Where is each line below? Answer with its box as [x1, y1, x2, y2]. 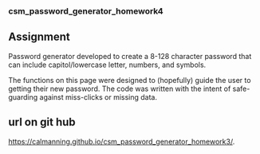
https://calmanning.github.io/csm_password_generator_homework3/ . [8, 136, 235, 146]
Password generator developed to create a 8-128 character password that [8, 51, 252, 61]
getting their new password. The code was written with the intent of [8, 84, 231, 93]
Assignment [8, 30, 70, 44]
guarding [8, 92, 38, 101]
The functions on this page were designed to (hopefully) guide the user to [8, 75, 251, 85]
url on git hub [8, 116, 76, 129]
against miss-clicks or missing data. [39, 92, 158, 101]
